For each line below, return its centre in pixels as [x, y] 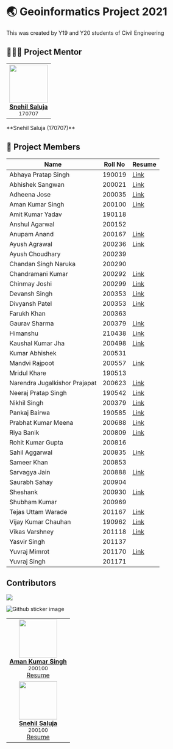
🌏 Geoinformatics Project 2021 [87, 12]
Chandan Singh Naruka [43, 264]
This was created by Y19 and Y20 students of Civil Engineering [85, 33]
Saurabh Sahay [31, 482]
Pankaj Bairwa [30, 413]
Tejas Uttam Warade [38, 512]
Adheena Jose [30, 194]
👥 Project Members [43, 147]
